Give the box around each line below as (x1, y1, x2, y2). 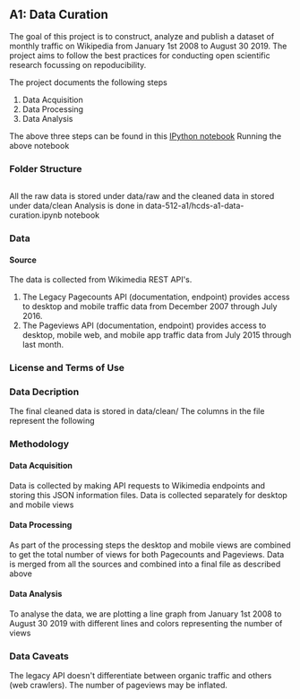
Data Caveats (9, 650, 70, 662)
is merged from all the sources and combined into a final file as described (9, 558, 281, 569)
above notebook (9, 140, 70, 151)
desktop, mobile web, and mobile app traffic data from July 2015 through (21, 330, 292, 341)
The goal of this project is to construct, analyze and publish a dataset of (9, 30, 275, 41)
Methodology (9, 438, 70, 451)
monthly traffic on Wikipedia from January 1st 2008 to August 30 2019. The (9, 40, 287, 51)
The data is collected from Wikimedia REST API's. (9, 274, 193, 285)
